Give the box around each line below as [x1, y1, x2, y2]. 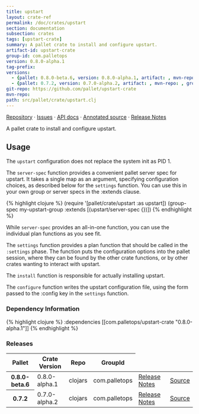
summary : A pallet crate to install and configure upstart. [6, 42, 158, 48]
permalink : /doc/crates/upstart [6, 20, 86, 26]
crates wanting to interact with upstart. [6, 261, 101, 268]
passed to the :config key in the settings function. [6, 290, 129, 297]
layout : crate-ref [6, 14, 52, 20]
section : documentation [6, 25, 65, 31]
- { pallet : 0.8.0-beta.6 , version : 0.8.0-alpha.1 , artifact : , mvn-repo [11, 75, 195, 81]
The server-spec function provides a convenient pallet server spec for [6, 169, 177, 176]
